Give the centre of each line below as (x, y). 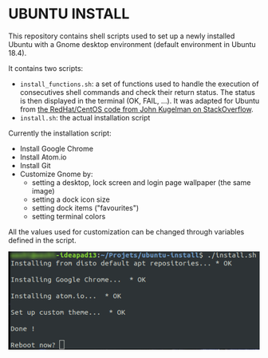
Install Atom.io (43, 157)
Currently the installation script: (60, 133)
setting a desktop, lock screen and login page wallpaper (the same (141, 182)
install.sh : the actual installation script (85, 117)
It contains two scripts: (46, 68)
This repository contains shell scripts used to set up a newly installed (122, 36)
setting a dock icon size (71, 199)
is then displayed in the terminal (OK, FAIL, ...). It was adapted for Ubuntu (140, 100)
